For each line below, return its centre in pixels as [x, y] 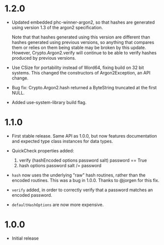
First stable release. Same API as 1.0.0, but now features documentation [84, 136]
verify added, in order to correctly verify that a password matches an [82, 190]
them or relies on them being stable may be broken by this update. [79, 47]
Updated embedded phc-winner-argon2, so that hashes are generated [83, 22]
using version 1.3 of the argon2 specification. [57, 27]
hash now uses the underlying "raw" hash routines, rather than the [79, 175]
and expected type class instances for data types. [62, 141]
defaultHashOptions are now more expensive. [58, 205]
